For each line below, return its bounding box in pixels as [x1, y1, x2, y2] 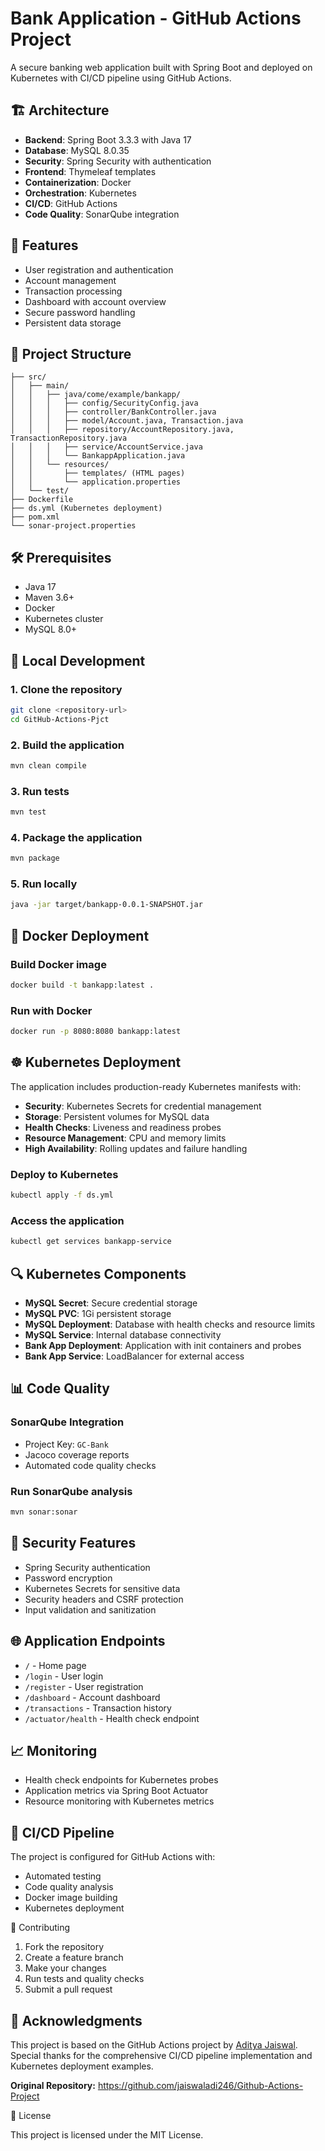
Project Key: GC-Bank [24, 1438, 109, 1450]
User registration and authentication [24, 263, 174, 276]
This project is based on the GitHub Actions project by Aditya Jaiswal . [10, 2038, 298, 2051]
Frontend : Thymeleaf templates [24, 165, 157, 177]
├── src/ [10, 372, 47, 382]
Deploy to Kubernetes [10, 1167, 119, 1181]
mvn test [10, 807, 47, 817]
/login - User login [24, 1670, 104, 1682]
